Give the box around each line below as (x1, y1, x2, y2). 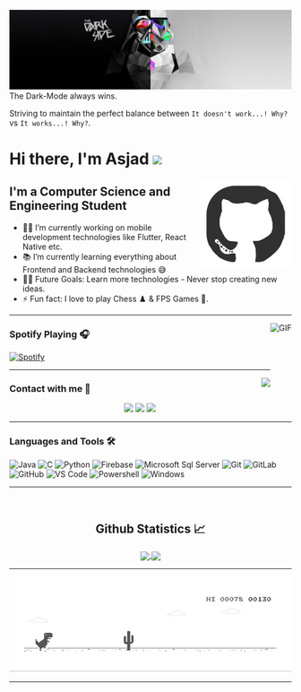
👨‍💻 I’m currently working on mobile (21, 221, 152, 233)
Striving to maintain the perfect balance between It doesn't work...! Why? (9, 108, 288, 118)
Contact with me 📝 (9, 382, 91, 394)
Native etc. (21, 241, 63, 252)
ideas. (21, 283, 46, 294)
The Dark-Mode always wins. (9, 91, 118, 101)
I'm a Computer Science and (9, 185, 171, 200)
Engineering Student (9, 198, 127, 213)
